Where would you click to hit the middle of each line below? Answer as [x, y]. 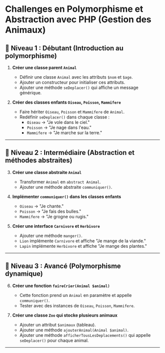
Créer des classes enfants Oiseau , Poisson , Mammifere [67, 102]
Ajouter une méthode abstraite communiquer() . [66, 187]
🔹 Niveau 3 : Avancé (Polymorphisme [63, 266]
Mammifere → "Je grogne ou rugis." [54, 216]
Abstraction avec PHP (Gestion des [78, 19]
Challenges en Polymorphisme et [74, 9]
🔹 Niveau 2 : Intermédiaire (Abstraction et [70, 153]
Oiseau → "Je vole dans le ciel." [58, 122]
